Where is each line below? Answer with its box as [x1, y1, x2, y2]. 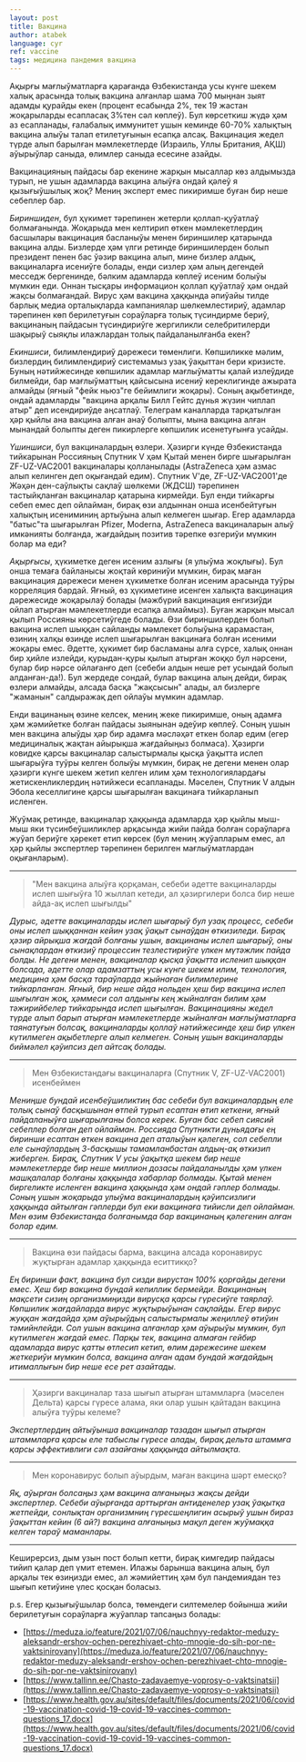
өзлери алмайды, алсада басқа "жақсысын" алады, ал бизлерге [9, 682, 260, 692]
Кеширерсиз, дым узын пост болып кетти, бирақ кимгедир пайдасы [9, 1553, 275, 1563]
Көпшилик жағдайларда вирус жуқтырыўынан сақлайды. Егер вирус [9, 1303, 281, 1314]
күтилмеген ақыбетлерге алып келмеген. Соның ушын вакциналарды [9, 1032, 284, 1043]
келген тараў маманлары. [9, 1526, 113, 1537]
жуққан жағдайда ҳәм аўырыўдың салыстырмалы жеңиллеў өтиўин [9, 1313, 280, 1323]
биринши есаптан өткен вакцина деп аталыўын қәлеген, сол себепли [9, 1134, 282, 1144]
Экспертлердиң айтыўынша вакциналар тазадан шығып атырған [9, 1424, 266, 1435]
